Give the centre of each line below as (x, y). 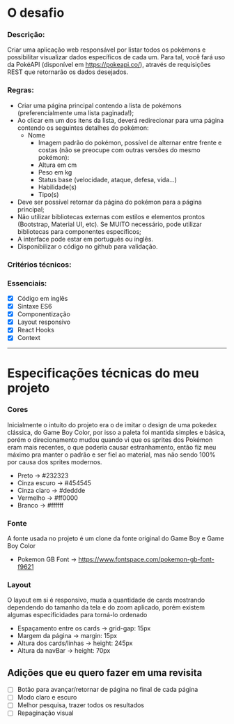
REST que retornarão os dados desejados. (68, 72)
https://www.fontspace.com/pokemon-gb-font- (146, 559)
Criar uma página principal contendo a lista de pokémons (100, 105)
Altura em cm (57, 165)
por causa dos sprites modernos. (55, 461)
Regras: (21, 90)
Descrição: (26, 35)
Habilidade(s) (57, 187)
